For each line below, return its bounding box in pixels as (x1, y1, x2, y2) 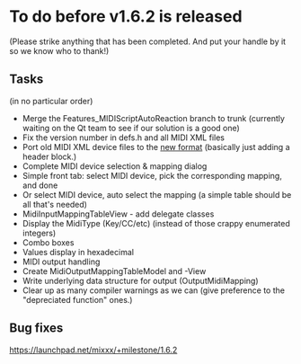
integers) (22, 227, 57, 238)
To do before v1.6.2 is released (9, 6, 243, 27)
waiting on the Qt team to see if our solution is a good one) (22, 122, 240, 133)
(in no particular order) (9, 95, 93, 106)
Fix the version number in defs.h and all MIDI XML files (22, 132, 225, 143)
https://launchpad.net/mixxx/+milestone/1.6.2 (9, 344, 178, 355)
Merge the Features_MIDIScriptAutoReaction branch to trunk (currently (22, 112, 286, 123)
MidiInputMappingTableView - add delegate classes (22, 209, 215, 219)
